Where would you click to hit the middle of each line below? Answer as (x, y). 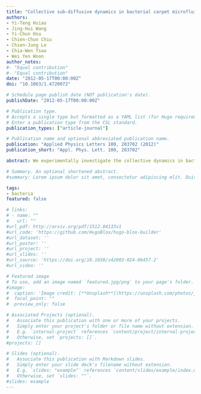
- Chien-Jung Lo (26, 46)
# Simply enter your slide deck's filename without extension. (89, 365)
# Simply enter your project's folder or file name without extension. (100, 326)
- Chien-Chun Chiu (29, 40)
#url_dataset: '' (28, 238)
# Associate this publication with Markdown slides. (76, 359)
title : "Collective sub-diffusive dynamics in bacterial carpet (88, 12)
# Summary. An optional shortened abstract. (63, 171)
